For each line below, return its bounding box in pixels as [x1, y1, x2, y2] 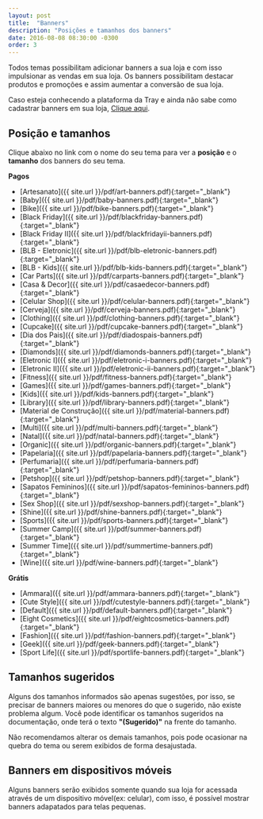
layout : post [8, 11, 51, 20]
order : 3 [8, 41, 37, 49]
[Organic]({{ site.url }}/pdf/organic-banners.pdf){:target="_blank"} [19, 440, 237, 449]
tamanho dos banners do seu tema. [8, 156, 125, 165]
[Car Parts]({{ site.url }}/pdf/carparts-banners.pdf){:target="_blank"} [19, 271, 244, 280]
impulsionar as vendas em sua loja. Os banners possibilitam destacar [8, 71, 234, 81]
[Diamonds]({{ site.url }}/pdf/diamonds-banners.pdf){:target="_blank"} [19, 347, 252, 356]
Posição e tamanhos [8, 126, 111, 140]
